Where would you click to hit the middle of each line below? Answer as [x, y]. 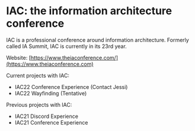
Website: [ [19, 57]
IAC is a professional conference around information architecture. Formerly [98, 40]
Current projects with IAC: [38, 75]
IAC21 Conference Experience [51, 122]
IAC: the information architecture [89, 11]
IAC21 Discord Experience [47, 116]
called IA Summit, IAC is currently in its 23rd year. [67, 46]
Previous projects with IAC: [39, 104]
